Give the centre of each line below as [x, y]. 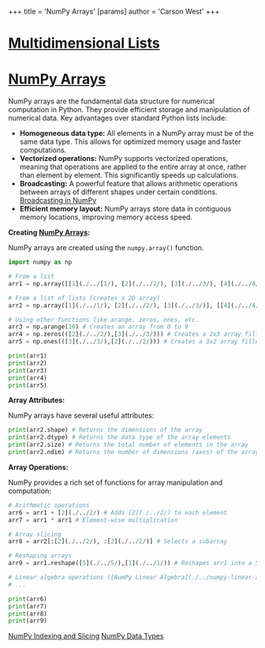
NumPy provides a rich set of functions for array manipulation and [116, 482]
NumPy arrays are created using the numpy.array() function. [106, 248]
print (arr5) [28, 385]
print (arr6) [28, 599]
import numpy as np [40, 262]
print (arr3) [28, 370]
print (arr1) [28, 356]
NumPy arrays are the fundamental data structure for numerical [111, 101]
